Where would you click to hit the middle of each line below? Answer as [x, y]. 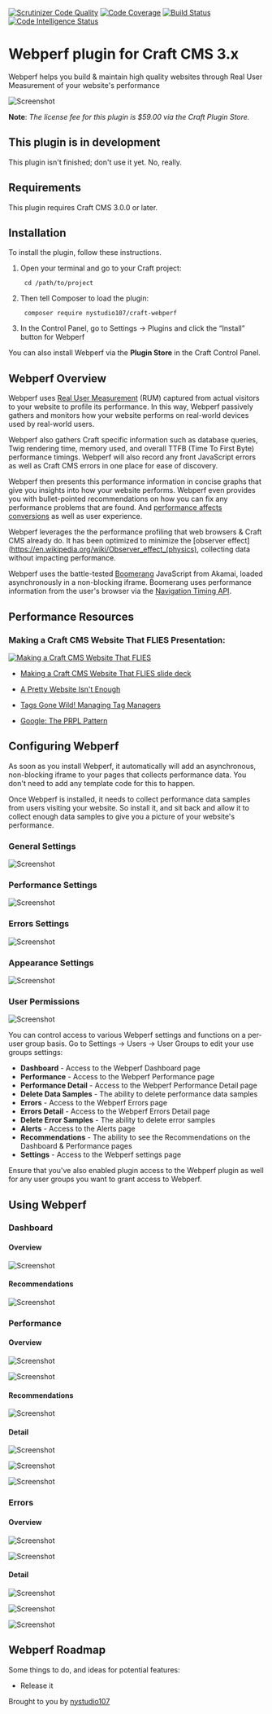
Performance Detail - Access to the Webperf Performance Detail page [138, 1086]
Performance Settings [53, 885]
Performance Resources [71, 616]
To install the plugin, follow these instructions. [85, 253]
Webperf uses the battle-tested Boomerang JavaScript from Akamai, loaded [136, 574]
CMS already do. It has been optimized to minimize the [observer [117, 541]
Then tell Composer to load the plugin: [84, 298]
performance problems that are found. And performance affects [115, 508]
